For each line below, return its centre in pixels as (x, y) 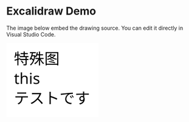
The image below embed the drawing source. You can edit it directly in (95, 28)
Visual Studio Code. (31, 34)
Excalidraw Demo (51, 11)
